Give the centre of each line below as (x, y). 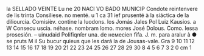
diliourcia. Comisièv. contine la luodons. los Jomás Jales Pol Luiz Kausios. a (101, 22)
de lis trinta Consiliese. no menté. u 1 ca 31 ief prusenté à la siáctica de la (98, 15)
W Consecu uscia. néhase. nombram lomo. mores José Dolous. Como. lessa (102, 28)
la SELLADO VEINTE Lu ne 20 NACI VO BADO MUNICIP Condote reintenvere (102, 9)
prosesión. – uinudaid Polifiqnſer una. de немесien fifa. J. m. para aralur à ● (102, 35)
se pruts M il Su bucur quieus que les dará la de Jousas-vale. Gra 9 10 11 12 (100, 41)
